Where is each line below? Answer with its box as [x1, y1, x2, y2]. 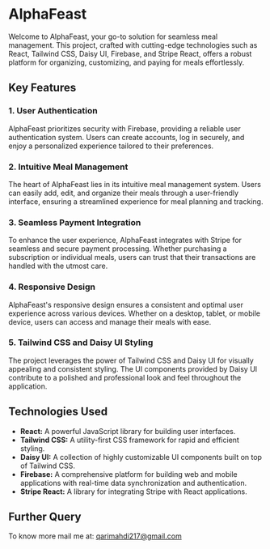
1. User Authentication [8, 105, 99, 117]
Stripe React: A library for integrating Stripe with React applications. [19, 487, 248, 496]
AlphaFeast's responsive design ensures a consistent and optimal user [8, 300, 244, 309]
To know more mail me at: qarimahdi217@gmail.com [8, 531, 182, 541]
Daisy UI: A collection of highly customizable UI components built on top [19, 452, 263, 462]
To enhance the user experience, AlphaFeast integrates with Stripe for [8, 236, 243, 245]
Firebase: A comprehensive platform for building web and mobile [19, 469, 238, 479]
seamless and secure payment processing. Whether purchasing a [8, 244, 228, 253]
